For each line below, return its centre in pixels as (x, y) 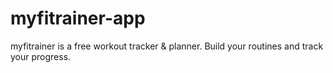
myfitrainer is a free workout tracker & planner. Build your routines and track (167, 46)
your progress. (41, 56)
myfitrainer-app (78, 18)
